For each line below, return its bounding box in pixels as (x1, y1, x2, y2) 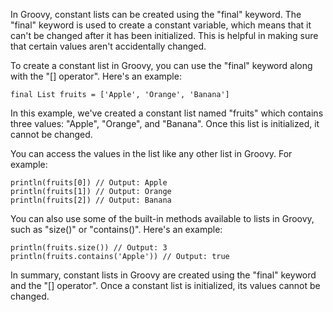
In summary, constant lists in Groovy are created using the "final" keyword (10, 269, 317, 281)
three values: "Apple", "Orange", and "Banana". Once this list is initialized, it (10, 118, 320, 129)
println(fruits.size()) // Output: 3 (10, 243, 168, 253)
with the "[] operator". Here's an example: (10, 70, 182, 82)
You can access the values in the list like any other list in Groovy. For (10, 148, 293, 159)
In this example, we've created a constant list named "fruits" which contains (10, 107, 324, 119)
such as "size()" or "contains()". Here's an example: (10, 224, 223, 235)
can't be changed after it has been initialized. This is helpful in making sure (10, 30, 319, 41)
